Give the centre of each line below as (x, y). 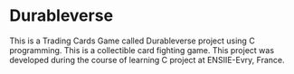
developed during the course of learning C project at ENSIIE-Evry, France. (147, 60)
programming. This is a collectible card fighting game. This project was (142, 50)
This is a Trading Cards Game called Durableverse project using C (132, 41)
